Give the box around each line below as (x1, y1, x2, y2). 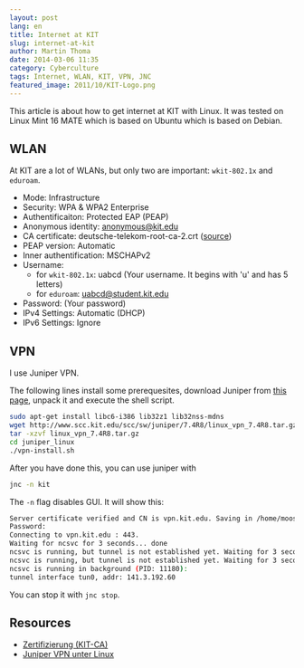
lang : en (9, 22, 43, 31)
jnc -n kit (9, 480, 51, 489)
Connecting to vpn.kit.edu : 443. (9, 530, 140, 539)
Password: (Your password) (22, 298, 127, 309)
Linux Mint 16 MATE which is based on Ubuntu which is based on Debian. (9, 115, 283, 126)
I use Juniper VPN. (9, 367, 80, 378)
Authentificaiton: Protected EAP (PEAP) (22, 212, 169, 223)
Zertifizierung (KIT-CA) (22, 639, 109, 650)
